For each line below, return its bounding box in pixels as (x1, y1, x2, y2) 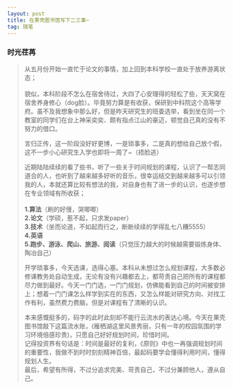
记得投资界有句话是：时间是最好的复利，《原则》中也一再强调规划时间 (24, 339, 223, 347)
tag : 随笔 (7, 23, 33, 30)
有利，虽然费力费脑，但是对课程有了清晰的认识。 (30, 298, 171, 307)
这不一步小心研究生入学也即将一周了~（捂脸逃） (24, 148, 163, 156)
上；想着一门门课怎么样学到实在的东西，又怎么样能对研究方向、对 (24, 289, 214, 298)
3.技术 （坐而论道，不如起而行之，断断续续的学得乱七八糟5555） (24, 222, 210, 231)
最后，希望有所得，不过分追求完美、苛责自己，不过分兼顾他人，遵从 (24, 365, 220, 374)
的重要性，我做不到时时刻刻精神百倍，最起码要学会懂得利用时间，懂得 (24, 348, 226, 356)
